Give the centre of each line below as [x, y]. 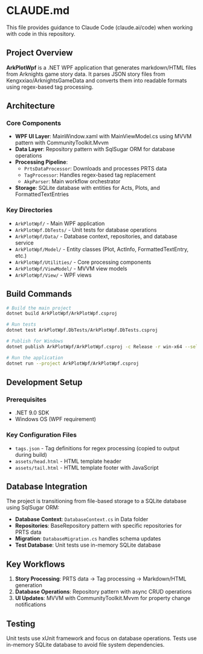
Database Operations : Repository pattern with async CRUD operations [103, 592]
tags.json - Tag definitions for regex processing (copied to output [97, 448]
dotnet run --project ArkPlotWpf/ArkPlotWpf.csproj [72, 363]
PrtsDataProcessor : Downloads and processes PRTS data [95, 169]
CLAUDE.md [38, 11]
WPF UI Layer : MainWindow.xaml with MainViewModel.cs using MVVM [103, 137]
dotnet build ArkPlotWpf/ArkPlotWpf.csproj [62, 314]
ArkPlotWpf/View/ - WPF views [53, 275]
